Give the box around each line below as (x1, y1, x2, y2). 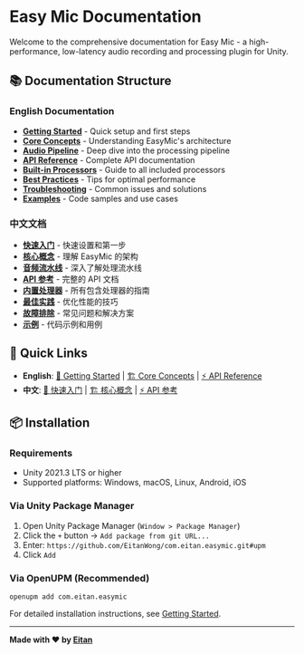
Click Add (22, 549, 56, 560)
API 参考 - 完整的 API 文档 (22, 274, 119, 284)
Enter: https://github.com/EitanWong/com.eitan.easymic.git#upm (22, 539, 266, 550)
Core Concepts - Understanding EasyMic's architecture (22, 135, 232, 146)
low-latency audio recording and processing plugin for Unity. (62, 45, 290, 56)
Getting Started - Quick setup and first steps (22, 125, 191, 137)
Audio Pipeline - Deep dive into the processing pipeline (22, 145, 231, 156)
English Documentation (9, 105, 115, 118)
